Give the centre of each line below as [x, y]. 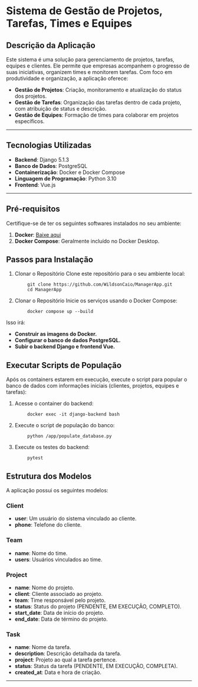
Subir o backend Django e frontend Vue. [65, 347]
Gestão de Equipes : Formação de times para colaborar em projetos [97, 115]
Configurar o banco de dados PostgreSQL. [67, 340]
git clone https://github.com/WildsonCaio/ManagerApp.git [100, 285]
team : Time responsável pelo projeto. [60, 600]
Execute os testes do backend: [52, 447]
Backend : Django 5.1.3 [42, 159]
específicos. [29, 121]
